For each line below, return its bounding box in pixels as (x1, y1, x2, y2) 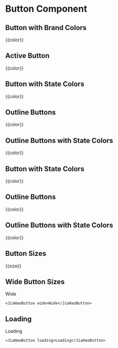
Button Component (5, 3, 87, 15)
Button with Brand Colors (5, 23, 87, 32)
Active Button (5, 51, 50, 60)
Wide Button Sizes (5, 277, 65, 286)
